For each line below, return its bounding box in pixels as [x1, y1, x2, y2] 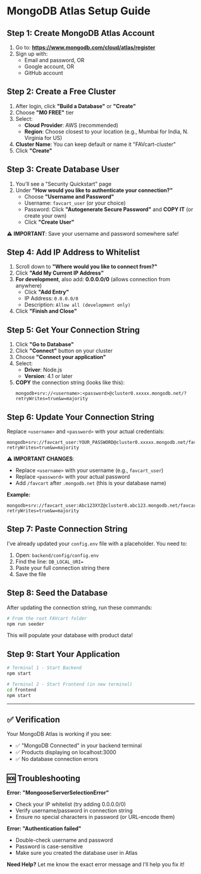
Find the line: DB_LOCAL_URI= [15, 558, 84, 565]
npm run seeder [7, 621, 45, 627]
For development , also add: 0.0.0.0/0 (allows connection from [15, 276, 171, 283]
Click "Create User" [24, 218, 75, 226]
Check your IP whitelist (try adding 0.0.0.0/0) [15, 800, 126, 808]
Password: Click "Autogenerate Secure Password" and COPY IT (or [24, 205, 193, 213]
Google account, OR [24, 63, 74, 70]
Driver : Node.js [24, 366, 62, 373]
